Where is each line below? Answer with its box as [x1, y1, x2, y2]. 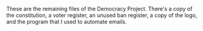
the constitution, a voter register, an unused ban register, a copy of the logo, [6, 12, 198, 19]
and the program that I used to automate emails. [6, 18, 127, 25]
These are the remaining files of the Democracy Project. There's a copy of [6, 5, 193, 12]
